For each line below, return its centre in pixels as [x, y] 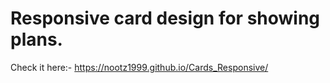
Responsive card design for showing [165, 18]
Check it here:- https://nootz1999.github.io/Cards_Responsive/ [139, 67]
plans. [36, 39]
